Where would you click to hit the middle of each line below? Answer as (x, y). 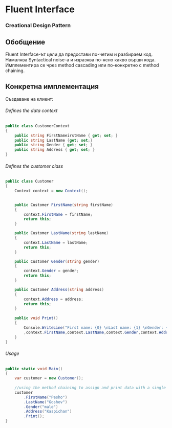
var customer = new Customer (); (49, 378)
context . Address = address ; (53, 299)
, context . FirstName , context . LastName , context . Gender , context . (91, 332)
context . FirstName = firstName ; (58, 214)
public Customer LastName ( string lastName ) (62, 233)
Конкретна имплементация (52, 87)
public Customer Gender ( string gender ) (57, 261)
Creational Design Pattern (38, 26)
